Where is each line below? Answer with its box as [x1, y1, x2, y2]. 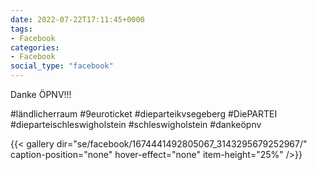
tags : [10, 24, 33, 34]
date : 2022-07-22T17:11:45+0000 [10, 14, 145, 25]
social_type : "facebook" [10, 61, 114, 71]
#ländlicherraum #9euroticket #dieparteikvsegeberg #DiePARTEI [10, 108, 278, 120]
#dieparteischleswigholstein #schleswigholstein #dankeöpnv [10, 119, 262, 130]
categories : [10, 42, 60, 53]
